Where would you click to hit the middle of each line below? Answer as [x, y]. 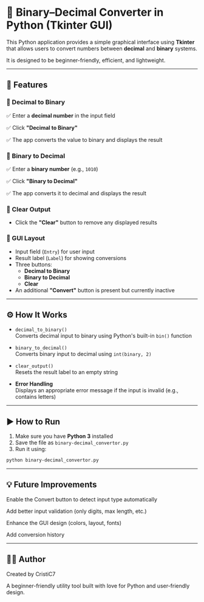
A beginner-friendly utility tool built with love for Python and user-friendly [98, 586]
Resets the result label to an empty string [66, 372]
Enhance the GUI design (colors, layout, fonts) [64, 523]
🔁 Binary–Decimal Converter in [85, 12]
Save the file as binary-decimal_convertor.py [72, 443]
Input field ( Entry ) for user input [55, 252]
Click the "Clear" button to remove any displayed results [86, 222]
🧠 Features [27, 85]
